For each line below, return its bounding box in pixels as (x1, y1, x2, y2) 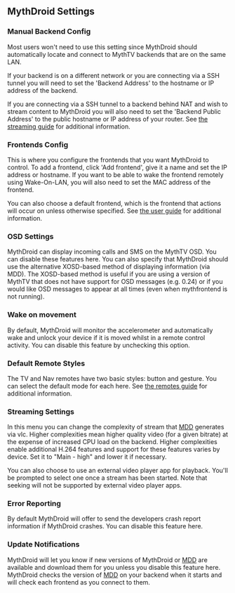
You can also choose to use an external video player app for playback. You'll (7, 467, 228, 475)
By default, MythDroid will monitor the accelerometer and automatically (7, 326, 213, 334)
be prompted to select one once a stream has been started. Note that (7, 474, 208, 482)
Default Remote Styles (7, 358, 86, 368)
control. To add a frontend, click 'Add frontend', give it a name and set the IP (7, 163, 228, 171)
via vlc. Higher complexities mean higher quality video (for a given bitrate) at (7, 430, 229, 438)
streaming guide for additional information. (7, 122, 131, 131)
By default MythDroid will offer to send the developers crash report (7, 514, 201, 523)
